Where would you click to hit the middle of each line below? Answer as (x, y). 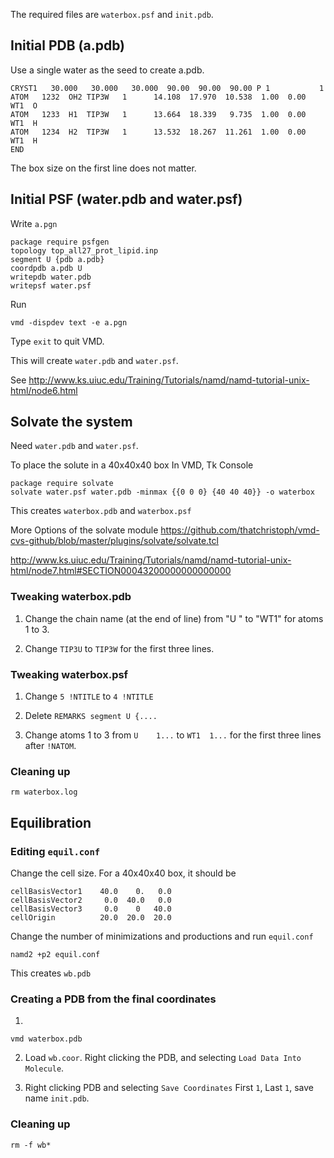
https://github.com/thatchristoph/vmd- (240, 530)
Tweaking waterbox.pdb (71, 597)
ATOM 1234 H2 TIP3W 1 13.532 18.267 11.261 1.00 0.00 (158, 132)
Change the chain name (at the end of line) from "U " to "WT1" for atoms (174, 618)
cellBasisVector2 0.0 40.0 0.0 (91, 900)
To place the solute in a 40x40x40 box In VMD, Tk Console (132, 465)
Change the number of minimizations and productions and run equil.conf (162, 936)
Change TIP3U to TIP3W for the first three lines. (119, 648)
